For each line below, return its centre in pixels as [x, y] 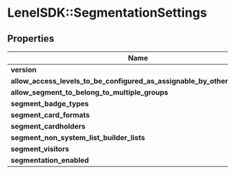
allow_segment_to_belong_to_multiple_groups [90, 92]
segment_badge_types [50, 104]
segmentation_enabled [50, 160]
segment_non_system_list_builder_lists [78, 137]
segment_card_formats [50, 115]
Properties [31, 39]
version [24, 70]
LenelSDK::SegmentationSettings [107, 13]
